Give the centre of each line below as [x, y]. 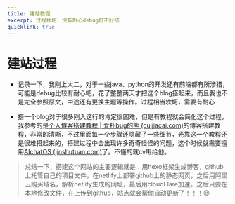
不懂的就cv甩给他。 [142, 152]
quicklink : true [31, 27]
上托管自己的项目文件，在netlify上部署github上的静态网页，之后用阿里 [126, 175]
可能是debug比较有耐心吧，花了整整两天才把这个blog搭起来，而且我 [116, 93]
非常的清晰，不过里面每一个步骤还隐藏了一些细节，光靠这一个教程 [126, 135]
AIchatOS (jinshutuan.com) [63, 152]
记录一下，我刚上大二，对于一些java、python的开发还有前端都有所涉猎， [123, 84]
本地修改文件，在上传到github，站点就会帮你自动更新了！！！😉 [117, 193]
